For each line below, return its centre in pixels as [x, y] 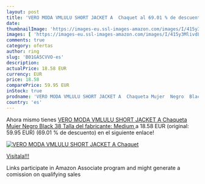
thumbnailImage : [27, 29]
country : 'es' [24, 102]
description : [23, 63]
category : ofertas [30, 46]
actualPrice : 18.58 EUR [37, 68]
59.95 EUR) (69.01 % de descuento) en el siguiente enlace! [80, 132]
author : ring [23, 52]
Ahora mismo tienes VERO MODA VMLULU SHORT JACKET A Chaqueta [97, 120]
